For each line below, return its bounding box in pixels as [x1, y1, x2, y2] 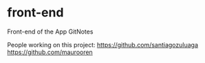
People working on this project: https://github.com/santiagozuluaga [7, 40, 198, 49]
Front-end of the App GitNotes [7, 27, 94, 36]
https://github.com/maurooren [7, 48, 93, 56]
